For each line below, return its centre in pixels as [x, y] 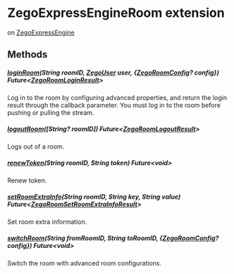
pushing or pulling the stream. [51, 113]
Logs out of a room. [36, 147]
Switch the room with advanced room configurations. [85, 263]
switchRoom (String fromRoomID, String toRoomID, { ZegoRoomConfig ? [113, 238]
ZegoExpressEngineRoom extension [116, 13]
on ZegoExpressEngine [41, 32]
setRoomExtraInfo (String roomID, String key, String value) [94, 197]
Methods [27, 55]
